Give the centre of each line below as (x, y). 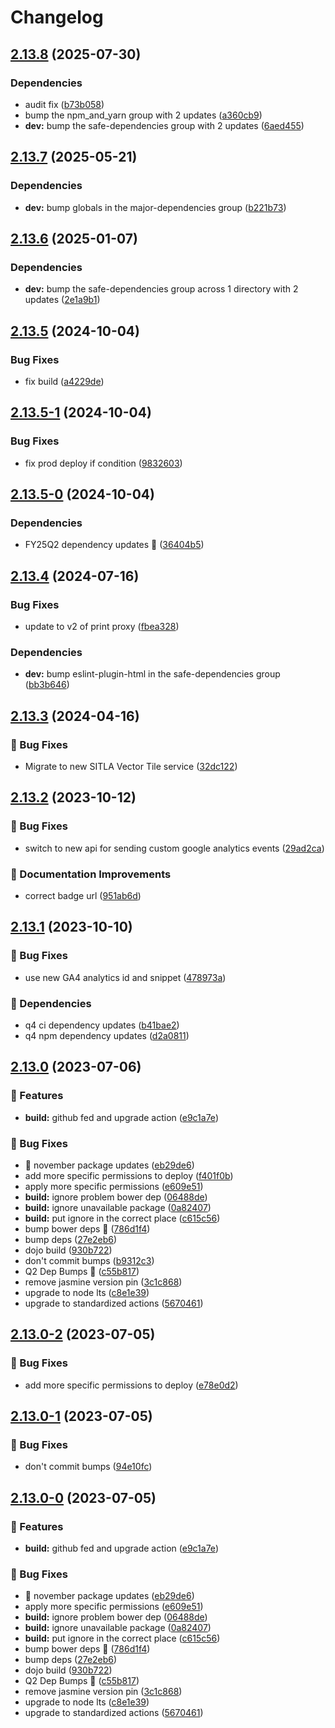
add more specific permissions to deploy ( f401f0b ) (129, 1175)
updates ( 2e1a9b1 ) (62, 300)
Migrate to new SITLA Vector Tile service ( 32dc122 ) (131, 766)
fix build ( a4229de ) (64, 381)
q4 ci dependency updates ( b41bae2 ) (102, 1025)
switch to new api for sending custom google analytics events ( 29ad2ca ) (174, 848)
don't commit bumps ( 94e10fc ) (88, 1467)
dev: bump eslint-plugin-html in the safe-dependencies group (152, 674)
